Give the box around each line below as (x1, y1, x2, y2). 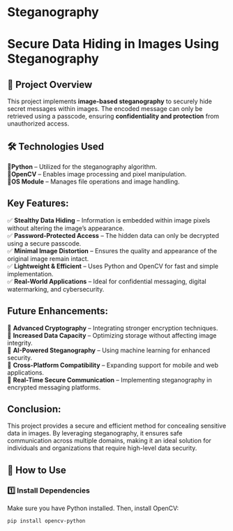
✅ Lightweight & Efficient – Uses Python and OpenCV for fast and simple (7, 262, 218, 270)
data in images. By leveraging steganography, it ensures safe (7, 429, 183, 437)
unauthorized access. (7, 119, 70, 128)
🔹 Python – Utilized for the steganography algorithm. (7, 163, 158, 171)
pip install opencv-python (7, 518, 86, 525)
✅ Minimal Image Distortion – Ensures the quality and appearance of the (7, 246, 218, 255)
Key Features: (7, 197, 69, 209)
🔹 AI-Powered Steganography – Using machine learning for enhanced (7, 346, 211, 354)
